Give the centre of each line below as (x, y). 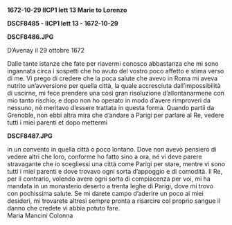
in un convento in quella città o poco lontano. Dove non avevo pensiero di (112, 149)
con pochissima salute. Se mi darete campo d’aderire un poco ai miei (106, 193)
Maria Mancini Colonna (40, 215)
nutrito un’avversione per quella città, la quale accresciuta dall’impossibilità (114, 85)
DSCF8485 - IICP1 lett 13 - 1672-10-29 (63, 23)
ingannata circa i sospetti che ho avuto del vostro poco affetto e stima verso (116, 71)
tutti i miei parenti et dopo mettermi (57, 123)
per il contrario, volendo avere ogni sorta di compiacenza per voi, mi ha (109, 179)
